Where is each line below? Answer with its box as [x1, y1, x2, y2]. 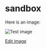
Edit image [5, 38, 27, 44]
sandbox [5, 3, 42, 14]
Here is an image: [5, 19, 41, 25]
